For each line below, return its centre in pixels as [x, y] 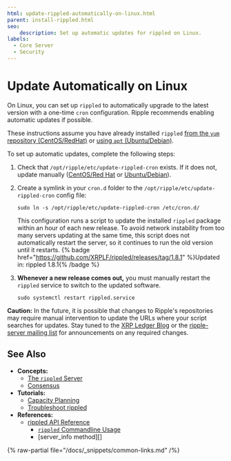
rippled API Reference [59, 422]
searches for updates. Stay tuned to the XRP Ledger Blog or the [98, 325]
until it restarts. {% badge [53, 249]
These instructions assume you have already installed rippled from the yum [113, 133]
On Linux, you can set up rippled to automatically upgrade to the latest [108, 105]
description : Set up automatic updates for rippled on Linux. [111, 33]
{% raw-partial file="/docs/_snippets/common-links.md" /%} [94, 450]
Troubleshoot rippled [57, 407]
